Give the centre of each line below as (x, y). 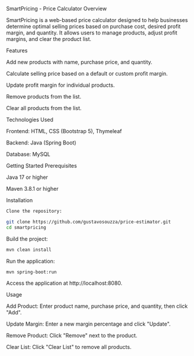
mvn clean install (29, 250)
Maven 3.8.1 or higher (32, 189)
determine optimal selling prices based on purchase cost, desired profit (93, 26)
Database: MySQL (28, 154)
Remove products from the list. (44, 97)
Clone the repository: (34, 211)
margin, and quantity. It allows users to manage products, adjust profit (92, 33)
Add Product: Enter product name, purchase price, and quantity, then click (97, 306)
